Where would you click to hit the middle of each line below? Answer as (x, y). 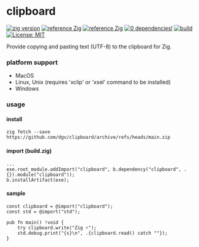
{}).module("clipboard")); (41, 175)
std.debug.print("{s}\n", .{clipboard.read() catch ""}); (92, 233)
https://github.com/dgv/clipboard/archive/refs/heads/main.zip (89, 138)
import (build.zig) (29, 150)
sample (16, 193)
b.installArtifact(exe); (38, 180)
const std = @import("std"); (43, 212)
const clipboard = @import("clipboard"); (60, 206)
